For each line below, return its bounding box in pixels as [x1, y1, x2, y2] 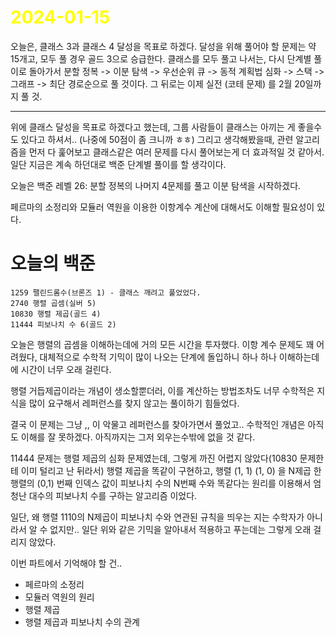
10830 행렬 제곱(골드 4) [10, 309, 102, 319]
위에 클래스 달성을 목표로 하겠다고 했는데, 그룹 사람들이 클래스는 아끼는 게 [10, 121, 296, 133]
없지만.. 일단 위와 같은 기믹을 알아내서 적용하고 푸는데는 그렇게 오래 [49, 523, 312, 535]
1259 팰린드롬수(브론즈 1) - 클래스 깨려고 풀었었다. [10, 287, 202, 298]
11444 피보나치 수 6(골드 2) [10, 319, 117, 330]
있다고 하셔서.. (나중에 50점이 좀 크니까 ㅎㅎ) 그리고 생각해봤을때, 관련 [20, 133, 294, 145]
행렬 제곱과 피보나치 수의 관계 [24, 616, 140, 628]
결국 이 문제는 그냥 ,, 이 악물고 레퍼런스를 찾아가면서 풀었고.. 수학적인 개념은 [10, 418, 306, 430]
